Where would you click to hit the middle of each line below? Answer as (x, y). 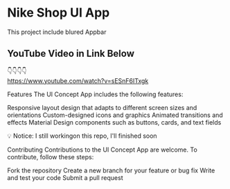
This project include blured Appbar (57, 32)
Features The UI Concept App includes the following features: (95, 94)
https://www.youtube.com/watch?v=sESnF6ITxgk (78, 80)
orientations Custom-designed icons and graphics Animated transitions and (115, 115)
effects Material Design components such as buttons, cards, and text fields (114, 122)
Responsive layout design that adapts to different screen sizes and (102, 107)
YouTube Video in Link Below (71, 54)
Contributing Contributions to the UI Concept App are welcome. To (102, 150)
